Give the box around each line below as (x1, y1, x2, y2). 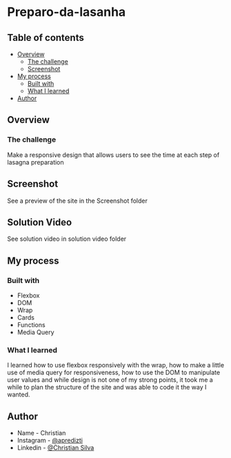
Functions (17, 321, 46, 329)
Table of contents (7, 32, 84, 44)
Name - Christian (17, 429, 66, 437)
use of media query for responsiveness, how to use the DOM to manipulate (7, 368, 221, 377)
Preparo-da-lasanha (7, 4, 126, 20)
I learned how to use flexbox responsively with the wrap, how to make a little (7, 361, 225, 369)
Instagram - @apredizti (17, 437, 83, 445)
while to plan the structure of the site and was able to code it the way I (7, 383, 207, 392)
